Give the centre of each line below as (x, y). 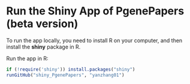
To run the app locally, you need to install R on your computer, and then (94, 40)
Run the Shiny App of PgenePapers (95, 11)
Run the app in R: (28, 58)
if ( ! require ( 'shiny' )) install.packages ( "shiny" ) (71, 69)
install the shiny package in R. (43, 47)
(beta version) (42, 24)
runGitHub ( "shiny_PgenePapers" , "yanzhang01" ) (65, 75)
